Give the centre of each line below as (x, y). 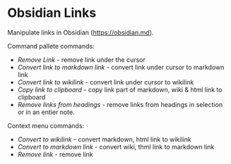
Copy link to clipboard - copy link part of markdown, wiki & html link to (120, 89)
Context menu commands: (46, 125)
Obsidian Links (52, 13)
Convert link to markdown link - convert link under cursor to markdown (121, 67)
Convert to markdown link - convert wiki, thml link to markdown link (116, 146)
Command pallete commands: (51, 46)
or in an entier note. (46, 112)
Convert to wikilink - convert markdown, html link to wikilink (105, 139)
